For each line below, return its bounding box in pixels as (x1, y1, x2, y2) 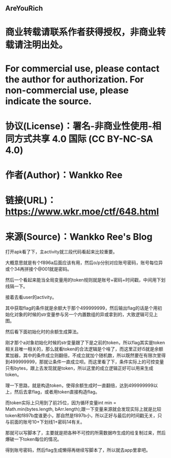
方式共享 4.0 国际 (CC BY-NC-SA (14, 133, 154, 145)
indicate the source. (5, 95, 92, 107)
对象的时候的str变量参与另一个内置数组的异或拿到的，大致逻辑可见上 (14, 312, 158, 318)
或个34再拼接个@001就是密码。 (5, 266, 72, 272)
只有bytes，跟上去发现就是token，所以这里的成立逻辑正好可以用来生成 (5, 365, 154, 372)
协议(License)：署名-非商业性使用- (5, 120, 153, 132)
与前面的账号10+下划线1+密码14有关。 (5, 419, 85, 425)
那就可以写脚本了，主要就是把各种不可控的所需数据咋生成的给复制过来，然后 (5, 430, 166, 436)
